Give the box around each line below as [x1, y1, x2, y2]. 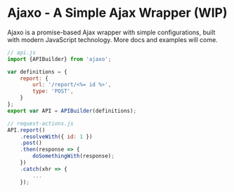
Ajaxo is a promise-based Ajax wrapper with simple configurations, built [7, 28, 216, 36]
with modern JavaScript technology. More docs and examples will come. [7, 35, 218, 43]
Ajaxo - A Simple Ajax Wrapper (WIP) [7, 5, 228, 21]
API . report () [7, 126, 46, 134]
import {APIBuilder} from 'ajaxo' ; [7, 55, 112, 62]
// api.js [7, 49, 37, 56]
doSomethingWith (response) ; [32, 153, 115, 160]
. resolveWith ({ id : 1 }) [20, 133, 93, 140]
